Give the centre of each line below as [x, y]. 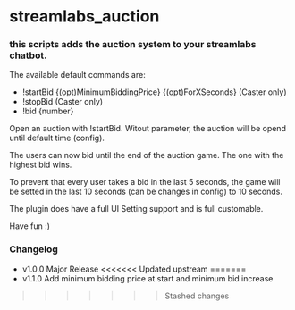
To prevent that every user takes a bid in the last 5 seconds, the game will [145, 182]
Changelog [34, 249]
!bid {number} [48, 111]
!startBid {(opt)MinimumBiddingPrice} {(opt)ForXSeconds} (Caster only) [155, 92]
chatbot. [28, 55]
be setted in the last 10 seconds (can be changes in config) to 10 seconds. [146, 192]
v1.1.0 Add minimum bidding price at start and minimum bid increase [147, 278]
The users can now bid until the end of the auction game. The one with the [147, 155]
